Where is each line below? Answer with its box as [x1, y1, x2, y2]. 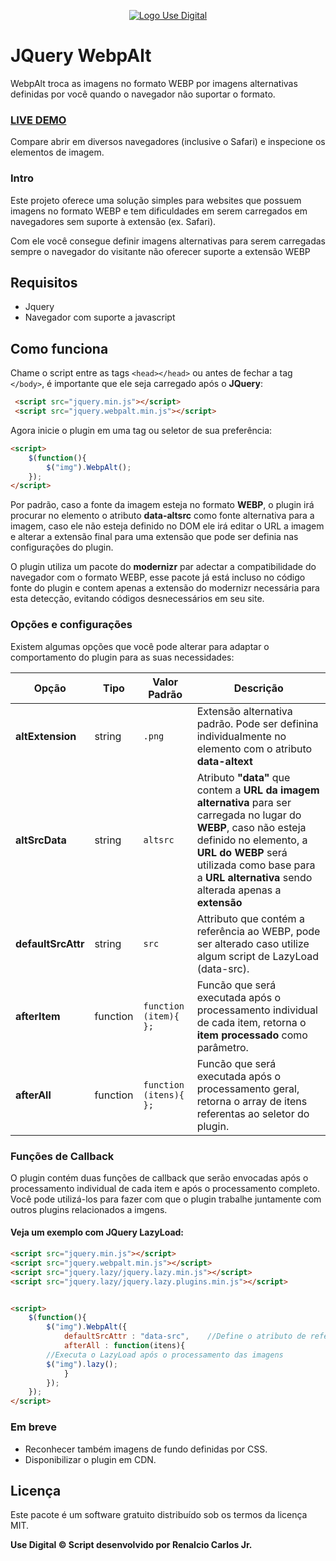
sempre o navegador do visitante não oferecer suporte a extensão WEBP [10, 245, 311, 257]
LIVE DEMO [10, 113, 67, 127]
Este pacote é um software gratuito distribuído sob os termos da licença [10, 1509, 308, 1521]
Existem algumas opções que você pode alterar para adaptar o [10, 640, 270, 652]
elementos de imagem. [10, 146, 105, 159]
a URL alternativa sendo [196, 870, 313, 884]
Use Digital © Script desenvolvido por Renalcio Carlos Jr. [10, 1539, 253, 1551]
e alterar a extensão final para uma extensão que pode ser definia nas [10, 531, 299, 543]
